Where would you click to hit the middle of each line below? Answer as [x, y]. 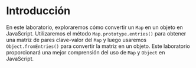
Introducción [38, 11]
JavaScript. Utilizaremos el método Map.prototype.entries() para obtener [96, 33]
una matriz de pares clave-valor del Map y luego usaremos [76, 40]
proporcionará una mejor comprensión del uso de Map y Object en [86, 52]
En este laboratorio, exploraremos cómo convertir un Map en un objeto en [94, 27]
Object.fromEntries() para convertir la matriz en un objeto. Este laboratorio [98, 46]
